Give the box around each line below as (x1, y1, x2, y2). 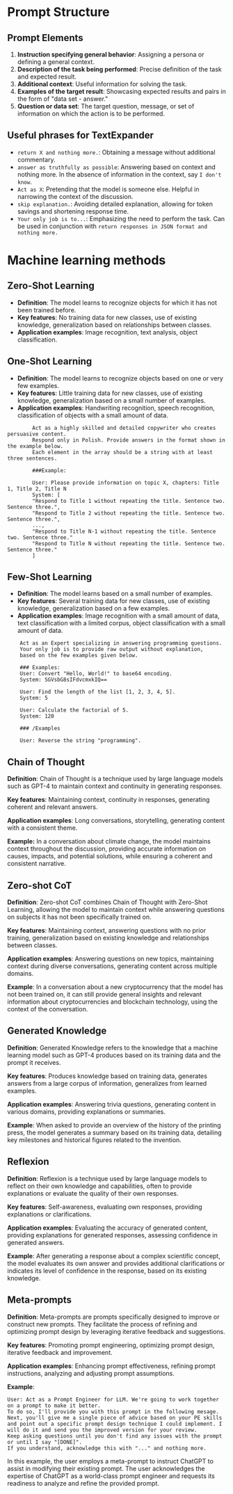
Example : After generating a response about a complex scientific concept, (7, 1251, 220, 1260)
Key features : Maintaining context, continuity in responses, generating (7, 796, 210, 804)
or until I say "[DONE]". (7, 1438, 82, 1445)
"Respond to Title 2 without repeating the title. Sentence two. (32, 509, 226, 517)
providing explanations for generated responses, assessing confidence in (7, 1230, 218, 1239)
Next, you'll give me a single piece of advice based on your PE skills (7, 1414, 223, 1421)
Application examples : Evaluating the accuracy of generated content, (7, 1223, 208, 1232)
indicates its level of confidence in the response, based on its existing (7, 1267, 207, 1275)
